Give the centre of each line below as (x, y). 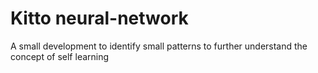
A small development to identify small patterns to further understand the (159, 46)
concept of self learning (60, 56)
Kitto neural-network (99, 18)
